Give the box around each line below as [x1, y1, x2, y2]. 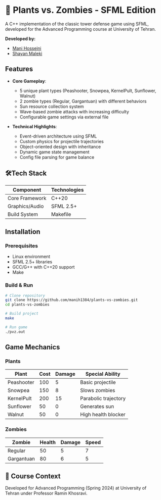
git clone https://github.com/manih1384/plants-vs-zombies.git [5, 298, 138, 302]
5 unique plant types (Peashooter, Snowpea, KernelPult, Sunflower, [19, 88, 157, 94]
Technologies [51, 186, 84, 193]
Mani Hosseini [12, 45, 41, 51]
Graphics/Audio [7, 202, 44, 209]
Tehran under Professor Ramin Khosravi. [5, 490, 88, 497]
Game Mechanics [5, 343, 60, 351]
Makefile [51, 210, 72, 217]
